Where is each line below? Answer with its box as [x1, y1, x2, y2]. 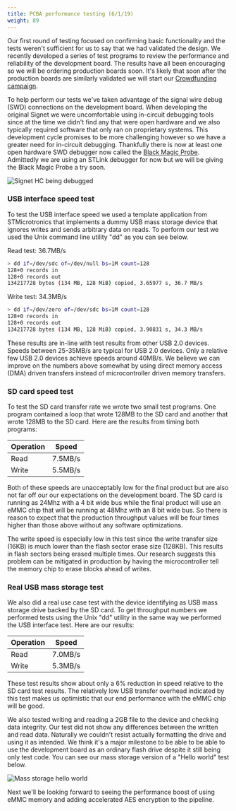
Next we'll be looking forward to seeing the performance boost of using [7, 788, 215, 796]
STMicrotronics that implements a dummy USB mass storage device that [7, 217, 218, 226]
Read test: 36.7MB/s [7, 246, 66, 255]
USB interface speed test [7, 194, 95, 204]
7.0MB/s [51, 650, 81, 660]
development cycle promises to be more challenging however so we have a [7, 132, 226, 141]
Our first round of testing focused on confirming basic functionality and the [7, 36, 225, 45]
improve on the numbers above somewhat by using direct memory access [7, 361, 223, 370]
